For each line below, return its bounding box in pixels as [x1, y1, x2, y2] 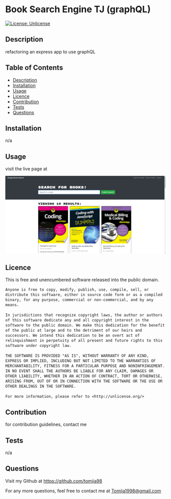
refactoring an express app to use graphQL [5, 48, 96, 54]
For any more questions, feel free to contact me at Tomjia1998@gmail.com [5, 487, 161, 494]
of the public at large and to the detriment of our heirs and [5, 328, 142, 333]
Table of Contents [5, 64, 64, 72]
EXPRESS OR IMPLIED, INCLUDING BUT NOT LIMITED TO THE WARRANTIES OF [5, 359, 156, 364]
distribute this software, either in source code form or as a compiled [5, 292, 163, 298]
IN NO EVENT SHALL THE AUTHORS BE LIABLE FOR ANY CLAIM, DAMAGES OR [5, 369, 154, 374]
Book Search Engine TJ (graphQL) [5, 4, 151, 15]
